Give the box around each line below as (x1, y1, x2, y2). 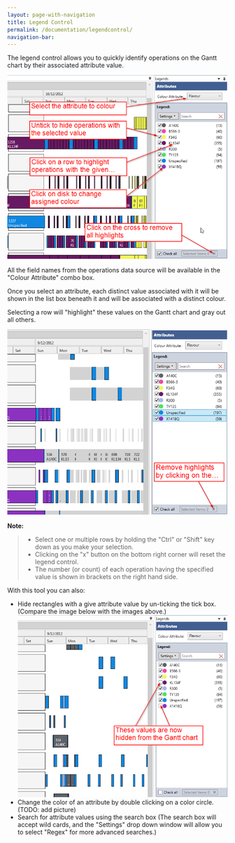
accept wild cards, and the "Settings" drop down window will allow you (17, 821, 222, 829)
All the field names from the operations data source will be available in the (7, 265, 220, 274)
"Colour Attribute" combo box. (7, 273, 95, 281)
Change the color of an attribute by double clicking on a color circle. (17, 798, 215, 807)
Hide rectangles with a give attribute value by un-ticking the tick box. (17, 600, 217, 609)
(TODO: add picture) (17, 806, 76, 814)
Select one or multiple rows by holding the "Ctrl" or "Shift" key (34, 536, 215, 544)
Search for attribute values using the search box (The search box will (17, 813, 217, 821)
